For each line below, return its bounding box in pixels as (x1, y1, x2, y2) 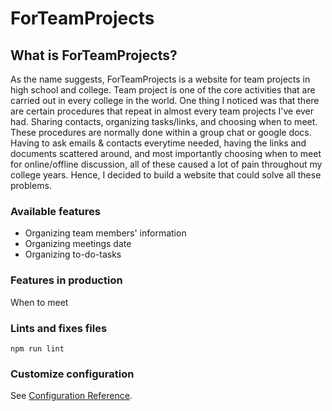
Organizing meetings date (24, 238, 132, 250)
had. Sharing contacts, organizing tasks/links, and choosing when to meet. (10, 116, 318, 127)
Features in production (10, 273, 123, 287)
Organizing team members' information (24, 227, 187, 239)
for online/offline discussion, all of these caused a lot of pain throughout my (10, 158, 323, 170)
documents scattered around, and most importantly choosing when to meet (10, 148, 322, 159)
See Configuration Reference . (10, 390, 133, 402)
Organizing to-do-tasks (24, 248, 122, 261)
